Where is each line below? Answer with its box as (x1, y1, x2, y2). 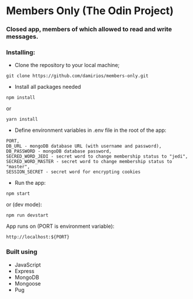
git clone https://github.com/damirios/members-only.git (6, 73, 149, 79)
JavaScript (14, 261, 41, 268)
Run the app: (14, 180, 46, 187)
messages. (6, 32, 39, 41)
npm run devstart (6, 212, 49, 218)
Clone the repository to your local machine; (14, 62, 120, 69)
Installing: (6, 48, 35, 57)
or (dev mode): (6, 201, 42, 208)
